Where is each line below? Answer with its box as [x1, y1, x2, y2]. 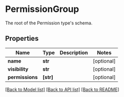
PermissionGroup [5, 3, 79, 15]
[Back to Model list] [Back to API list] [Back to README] [5, 86, 120, 93]
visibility [7, 66, 29, 73]
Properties [5, 34, 39, 43]
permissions [7, 74, 38, 81]
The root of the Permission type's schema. [5, 20, 93, 26]
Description [59, 49, 88, 56]
